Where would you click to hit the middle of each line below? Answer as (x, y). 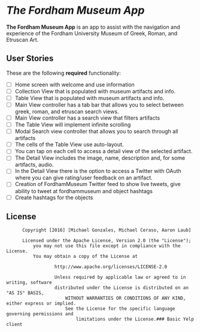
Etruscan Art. (22, 39)
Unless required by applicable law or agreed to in (120, 278)
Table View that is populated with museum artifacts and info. (90, 98)
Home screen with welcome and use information (75, 84)
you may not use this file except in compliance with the (107, 246)
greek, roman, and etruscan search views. (67, 112)
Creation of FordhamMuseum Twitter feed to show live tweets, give (98, 184)
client (14, 325)
